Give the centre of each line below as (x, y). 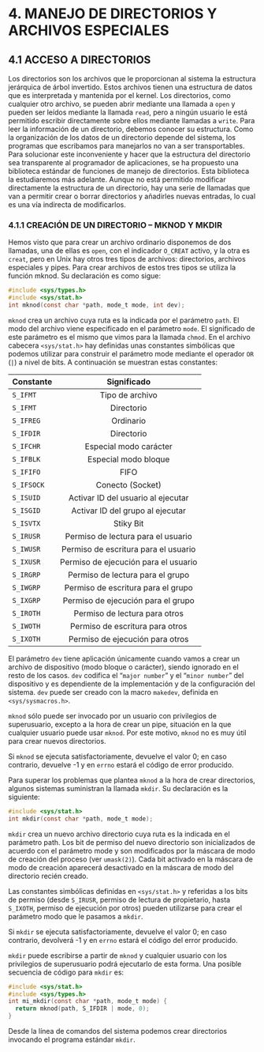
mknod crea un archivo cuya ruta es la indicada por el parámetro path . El (124, 320)
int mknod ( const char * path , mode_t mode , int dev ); (97, 305)
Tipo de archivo (128, 394)
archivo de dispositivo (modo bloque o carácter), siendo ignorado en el (123, 667)
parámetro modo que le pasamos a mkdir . (76, 916)
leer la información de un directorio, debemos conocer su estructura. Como (131, 129)
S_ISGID (26, 510)
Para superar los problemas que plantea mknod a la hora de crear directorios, (132, 780)
